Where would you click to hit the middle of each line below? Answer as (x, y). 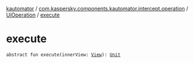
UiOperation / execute (33, 15)
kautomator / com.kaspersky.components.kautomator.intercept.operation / (97, 9)
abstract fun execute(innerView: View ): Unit (63, 55)
